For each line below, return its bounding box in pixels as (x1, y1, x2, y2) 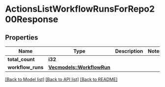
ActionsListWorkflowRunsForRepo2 (5, 3, 155, 15)
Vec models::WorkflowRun (48, 64, 110, 70)
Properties (5, 33, 38, 42)
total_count (7, 56, 35, 63)
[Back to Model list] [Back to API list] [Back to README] (5, 77, 118, 82)
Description (115, 48, 143, 54)
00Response (5, 14, 58, 25)
